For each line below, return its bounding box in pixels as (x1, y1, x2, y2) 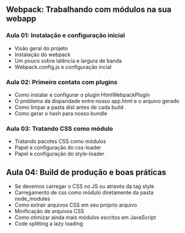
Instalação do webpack (14, 51, 71, 58)
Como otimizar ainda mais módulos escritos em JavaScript (14, 214, 156, 221)
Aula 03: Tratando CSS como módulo (6, 124, 113, 132)
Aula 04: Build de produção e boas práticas (6, 167, 166, 177)
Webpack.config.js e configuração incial (14, 63, 112, 70)
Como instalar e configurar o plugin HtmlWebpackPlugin (14, 91, 151, 98)
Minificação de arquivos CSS (14, 208, 85, 215)
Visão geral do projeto (14, 44, 68, 52)
